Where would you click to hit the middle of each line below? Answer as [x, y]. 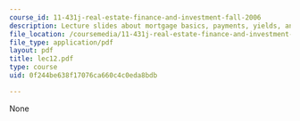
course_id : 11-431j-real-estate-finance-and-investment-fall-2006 [135, 17]
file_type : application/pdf [62, 42]
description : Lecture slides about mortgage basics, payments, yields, [145, 26]
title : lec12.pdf [42, 59]
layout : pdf [31, 51]
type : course [33, 68]
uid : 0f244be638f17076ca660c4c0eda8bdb [83, 76]
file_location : [37, 34]
